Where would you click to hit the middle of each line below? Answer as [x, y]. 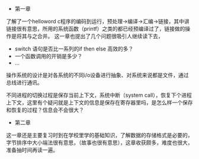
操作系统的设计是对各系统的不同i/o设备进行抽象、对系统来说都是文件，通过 [97, 75]
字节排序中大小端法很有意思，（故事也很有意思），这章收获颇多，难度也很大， [99, 142]
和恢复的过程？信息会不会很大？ [45, 110]
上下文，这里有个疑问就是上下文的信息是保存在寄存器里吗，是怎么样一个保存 [99, 102]
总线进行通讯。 [24, 82]
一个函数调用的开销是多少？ [49, 56]
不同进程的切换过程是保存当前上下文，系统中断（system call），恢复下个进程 [99, 95]
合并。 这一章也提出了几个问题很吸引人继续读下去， [100, 36]
